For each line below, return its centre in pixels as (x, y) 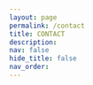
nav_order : (29, 67)
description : (33, 42)
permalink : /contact (47, 26)
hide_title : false (43, 58)
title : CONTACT (37, 34)
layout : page (33, 17)
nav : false (29, 50)
